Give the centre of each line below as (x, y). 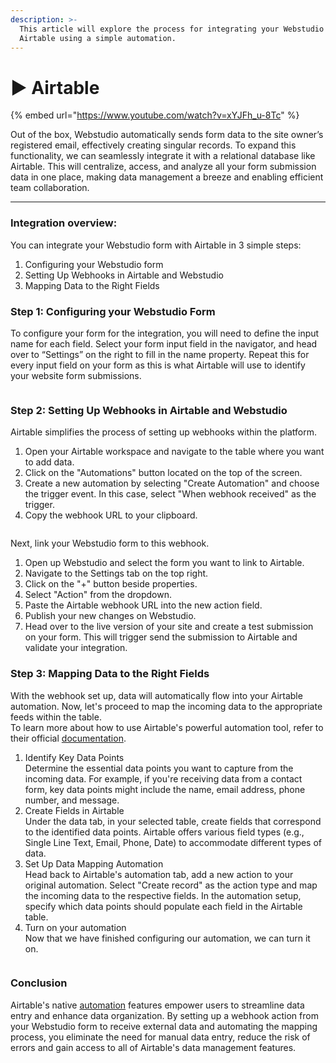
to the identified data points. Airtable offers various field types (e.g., (164, 832)
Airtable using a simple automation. (98, 38)
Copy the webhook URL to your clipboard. (111, 515)
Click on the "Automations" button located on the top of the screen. (163, 473)
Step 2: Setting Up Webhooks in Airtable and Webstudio (149, 410)
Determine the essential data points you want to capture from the (159, 768)
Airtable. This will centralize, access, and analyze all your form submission (163, 167)
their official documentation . (68, 738)
